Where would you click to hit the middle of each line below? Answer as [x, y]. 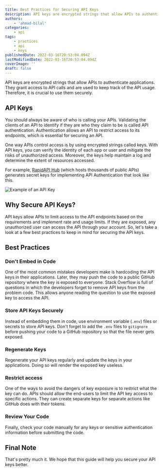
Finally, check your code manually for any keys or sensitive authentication [79, 427]
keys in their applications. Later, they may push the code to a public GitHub [80, 277]
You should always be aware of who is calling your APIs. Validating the [76, 119]
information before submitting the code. [45, 433]
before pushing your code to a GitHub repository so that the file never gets [80, 332]
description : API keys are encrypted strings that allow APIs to [72, 14]
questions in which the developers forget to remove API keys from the [75, 288]
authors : [14, 19]
